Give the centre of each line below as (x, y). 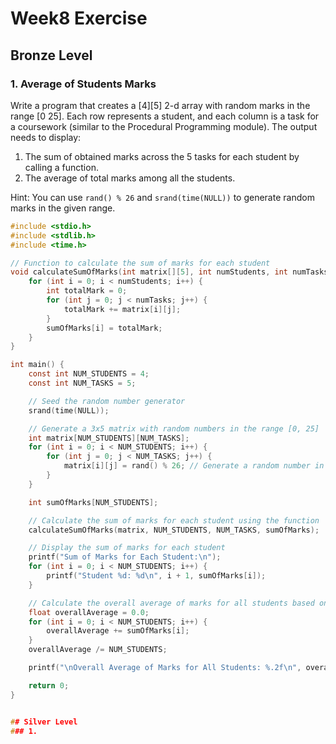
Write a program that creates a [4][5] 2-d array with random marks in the (160, 105)
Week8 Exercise (79, 18)
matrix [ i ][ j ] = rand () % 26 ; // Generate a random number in (194, 466)
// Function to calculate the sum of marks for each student (140, 263)
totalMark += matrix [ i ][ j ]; (122, 309)
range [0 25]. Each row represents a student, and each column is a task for (165, 116)
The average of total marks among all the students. (130, 178)
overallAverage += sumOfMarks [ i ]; (118, 631)
